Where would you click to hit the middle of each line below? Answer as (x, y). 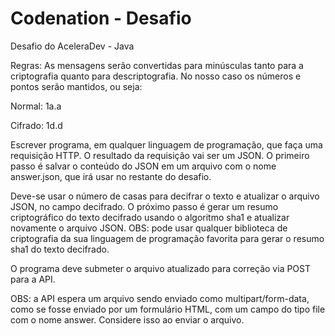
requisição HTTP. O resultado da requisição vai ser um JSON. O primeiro (160, 155)
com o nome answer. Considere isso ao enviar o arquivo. (127, 319)
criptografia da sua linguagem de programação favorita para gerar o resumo (167, 238)
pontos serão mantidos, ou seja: (76, 86)
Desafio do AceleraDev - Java (72, 46)
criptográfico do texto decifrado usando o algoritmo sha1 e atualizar (150, 217)
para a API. (33, 279)
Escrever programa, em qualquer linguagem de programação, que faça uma (166, 144)
